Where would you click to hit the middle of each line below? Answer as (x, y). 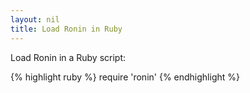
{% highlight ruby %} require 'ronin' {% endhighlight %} (125, 77)
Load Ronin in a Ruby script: (68, 57)
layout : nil (35, 19)
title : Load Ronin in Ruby (66, 29)
